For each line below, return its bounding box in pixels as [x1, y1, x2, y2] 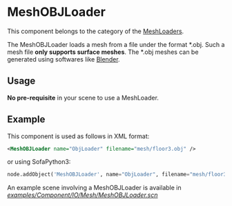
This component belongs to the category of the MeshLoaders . [7, 27, 184, 35]
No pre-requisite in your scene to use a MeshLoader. [7, 93, 159, 102]
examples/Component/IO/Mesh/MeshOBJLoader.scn [7, 191, 158, 199]
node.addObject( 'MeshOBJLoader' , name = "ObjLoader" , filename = [7, 171, 190, 178]
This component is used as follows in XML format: [7, 132, 150, 140]
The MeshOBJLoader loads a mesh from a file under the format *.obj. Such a [7, 40, 225, 48]
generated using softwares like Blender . [7, 55, 120, 63]
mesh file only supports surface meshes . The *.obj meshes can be [7, 48, 199, 56]
